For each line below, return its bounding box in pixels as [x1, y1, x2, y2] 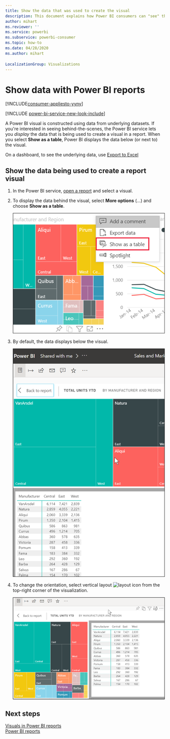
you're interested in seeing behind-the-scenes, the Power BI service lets [5, 126, 156, 132]
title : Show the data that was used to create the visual [5, 8, 130, 13]
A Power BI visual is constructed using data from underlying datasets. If [5, 121, 155, 127]
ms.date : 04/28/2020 [5, 46, 49, 51]
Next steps [5, 709, 40, 718]
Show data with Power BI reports [5, 84, 145, 96]
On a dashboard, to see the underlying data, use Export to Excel [5, 152, 139, 158]
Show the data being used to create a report [5, 166, 147, 175]
